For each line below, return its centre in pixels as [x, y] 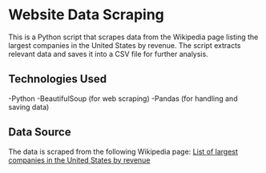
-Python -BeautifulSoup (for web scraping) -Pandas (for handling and [123, 99]
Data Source [40, 133]
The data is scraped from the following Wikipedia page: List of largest [123, 151]
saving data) [29, 107]
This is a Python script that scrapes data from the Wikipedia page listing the [133, 37]
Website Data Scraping [86, 15]
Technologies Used [57, 79]
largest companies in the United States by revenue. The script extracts [125, 45]
